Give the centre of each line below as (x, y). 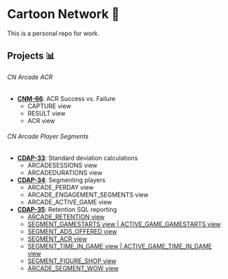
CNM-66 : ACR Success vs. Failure (66, 98)
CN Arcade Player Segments (48, 136)
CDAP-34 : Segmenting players (61, 180)
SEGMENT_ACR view (57, 239)
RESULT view (46, 113)
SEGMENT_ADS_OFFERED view (72, 231)
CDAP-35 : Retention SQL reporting (67, 209)
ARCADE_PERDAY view (60, 187)
